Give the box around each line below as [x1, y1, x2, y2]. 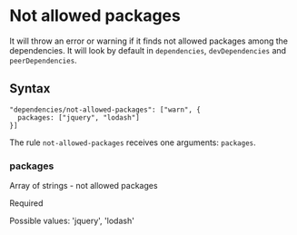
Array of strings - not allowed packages [9, 181, 158, 191]
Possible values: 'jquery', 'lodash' [9, 215, 134, 227]
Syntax [9, 81, 51, 96]
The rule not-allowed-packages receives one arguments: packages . [9, 137, 256, 148]
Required [9, 198, 44, 209]
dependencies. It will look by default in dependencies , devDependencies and [9, 44, 287, 55]
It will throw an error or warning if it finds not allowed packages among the [9, 35, 289, 46]
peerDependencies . [9, 54, 77, 65]
